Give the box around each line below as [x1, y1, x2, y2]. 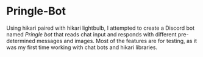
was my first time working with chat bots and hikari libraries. [6, 44, 158, 51]
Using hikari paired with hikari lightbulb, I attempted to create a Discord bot [6, 24, 195, 32]
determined [6, 37, 35, 44]
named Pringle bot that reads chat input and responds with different [6, 30, 177, 38]
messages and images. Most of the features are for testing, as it [36, 37, 197, 44]
